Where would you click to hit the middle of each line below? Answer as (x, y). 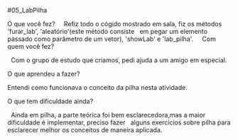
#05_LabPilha (27, 10)
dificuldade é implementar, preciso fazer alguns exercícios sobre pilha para (119, 122)
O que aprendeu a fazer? (44, 74)
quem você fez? (31, 46)
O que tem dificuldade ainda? (50, 101)
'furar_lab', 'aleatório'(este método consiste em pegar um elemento (108, 31)
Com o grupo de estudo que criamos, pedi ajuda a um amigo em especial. (119, 60)
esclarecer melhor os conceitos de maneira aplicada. (85, 130)
